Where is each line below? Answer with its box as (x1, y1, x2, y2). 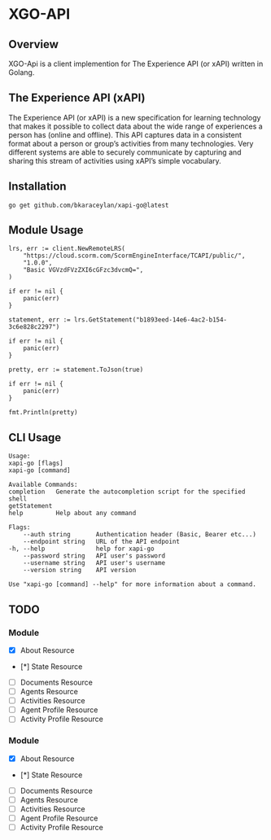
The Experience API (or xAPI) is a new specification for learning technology (8, 112, 261, 122)
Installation (8, 180, 67, 194)
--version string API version (23, 567, 137, 575)
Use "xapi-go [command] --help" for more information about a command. (8, 580, 256, 588)
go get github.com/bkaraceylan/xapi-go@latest (8, 201, 169, 209)
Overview (8, 37, 59, 51)
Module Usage (8, 223, 84, 237)
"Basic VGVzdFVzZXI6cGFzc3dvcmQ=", (23, 266, 144, 274)
